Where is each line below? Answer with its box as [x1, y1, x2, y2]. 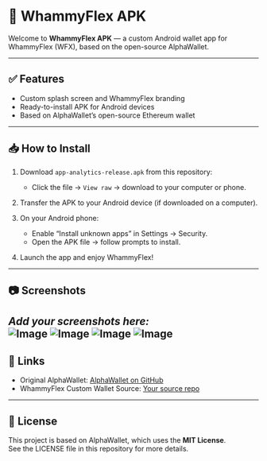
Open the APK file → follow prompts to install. [31, 237, 181, 246]
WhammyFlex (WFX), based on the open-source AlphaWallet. [8, 41, 209, 51]
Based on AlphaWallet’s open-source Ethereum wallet [19, 110, 195, 120]
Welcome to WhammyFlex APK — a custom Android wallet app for [8, 33, 228, 43]
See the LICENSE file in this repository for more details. [8, 444, 189, 453]
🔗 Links [8, 354, 45, 368]
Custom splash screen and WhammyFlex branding [19, 93, 185, 103]
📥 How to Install [8, 142, 91, 156]
